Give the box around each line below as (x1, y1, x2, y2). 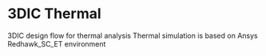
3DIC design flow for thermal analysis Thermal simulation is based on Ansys (7, 31, 258, 40)
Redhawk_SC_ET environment (7, 39, 106, 48)
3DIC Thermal (7, 5, 101, 23)
